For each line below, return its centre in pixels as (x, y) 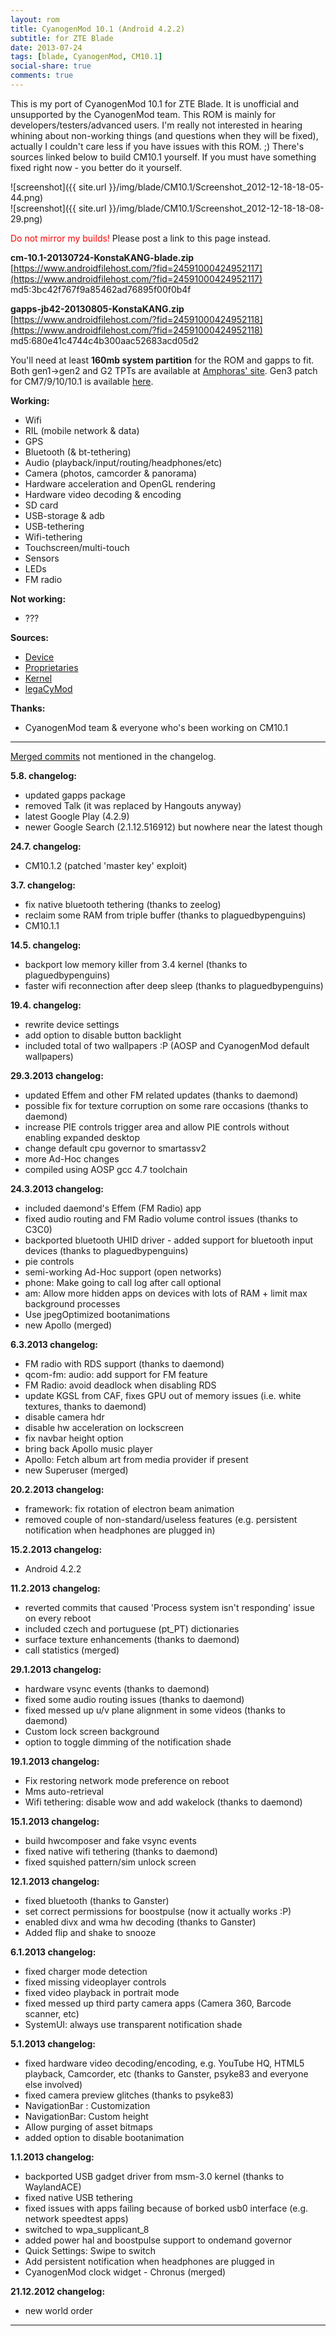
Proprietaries (51, 667)
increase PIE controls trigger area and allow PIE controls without (157, 1127)
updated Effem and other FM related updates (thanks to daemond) (161, 1095)
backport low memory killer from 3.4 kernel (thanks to (136, 964)
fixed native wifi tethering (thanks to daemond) (121, 1851)
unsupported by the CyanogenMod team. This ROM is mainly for (143, 114)
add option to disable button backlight (103, 1035)
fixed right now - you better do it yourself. (96, 167)
